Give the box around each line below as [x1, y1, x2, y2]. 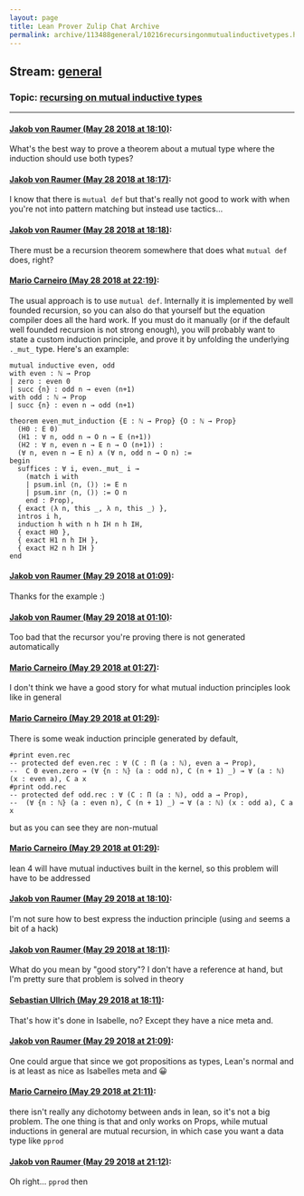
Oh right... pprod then [9, 1176, 89, 1187]
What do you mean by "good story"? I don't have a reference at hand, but [9, 964, 283, 975]
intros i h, [17, 512, 63, 521]
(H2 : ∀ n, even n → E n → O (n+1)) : [17, 440, 165, 449]
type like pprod [9, 1135, 64, 1146]
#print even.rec [9, 750, 71, 760]
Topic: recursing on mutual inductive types [9, 91, 203, 103]
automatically [9, 642, 60, 652]
